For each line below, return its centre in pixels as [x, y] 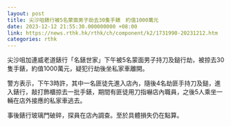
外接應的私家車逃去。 [56, 100]
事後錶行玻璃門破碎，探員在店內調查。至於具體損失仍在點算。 [95, 116]
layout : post [26, 13]
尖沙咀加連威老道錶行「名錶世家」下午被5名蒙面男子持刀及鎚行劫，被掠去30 [116, 60]
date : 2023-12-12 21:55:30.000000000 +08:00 [72, 26]
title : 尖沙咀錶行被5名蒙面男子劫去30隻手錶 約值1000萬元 [83, 20]
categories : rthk [32, 39]
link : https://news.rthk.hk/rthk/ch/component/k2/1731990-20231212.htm [112, 33]
